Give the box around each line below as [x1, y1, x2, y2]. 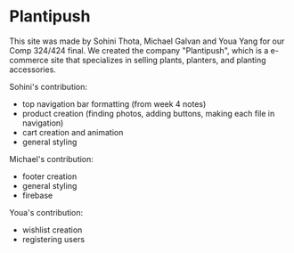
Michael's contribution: [9, 153, 94, 164]
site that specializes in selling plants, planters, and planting [50, 54, 266, 65]
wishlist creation [21, 224, 83, 235]
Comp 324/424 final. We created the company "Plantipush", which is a [9, 45, 269, 55]
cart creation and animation [21, 126, 124, 137]
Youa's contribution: [9, 207, 84, 217]
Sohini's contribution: [9, 81, 87, 92]
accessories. [9, 64, 56, 75]
